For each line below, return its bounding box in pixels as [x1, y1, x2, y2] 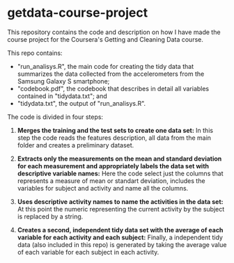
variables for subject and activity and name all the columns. [17, 184, 189, 192]
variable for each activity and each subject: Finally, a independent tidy [17, 233, 223, 241]
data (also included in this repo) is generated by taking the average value [17, 240, 227, 248]
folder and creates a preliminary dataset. [17, 141, 134, 149]
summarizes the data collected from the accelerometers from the [17, 70, 205, 78]
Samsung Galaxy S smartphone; [17, 77, 110, 85]
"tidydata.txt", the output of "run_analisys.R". [17, 99, 146, 107]
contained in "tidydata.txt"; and [17, 92, 108, 100]
